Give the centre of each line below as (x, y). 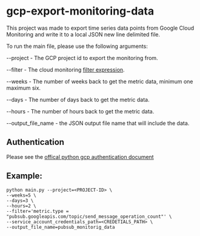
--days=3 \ (20, 201)
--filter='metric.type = (38, 211)
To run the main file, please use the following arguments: (77, 46)
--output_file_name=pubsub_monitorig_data (61, 227)
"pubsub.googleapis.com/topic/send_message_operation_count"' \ (89, 217)
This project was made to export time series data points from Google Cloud (100, 28)
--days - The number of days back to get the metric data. (78, 99)
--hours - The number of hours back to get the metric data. (80, 111)
